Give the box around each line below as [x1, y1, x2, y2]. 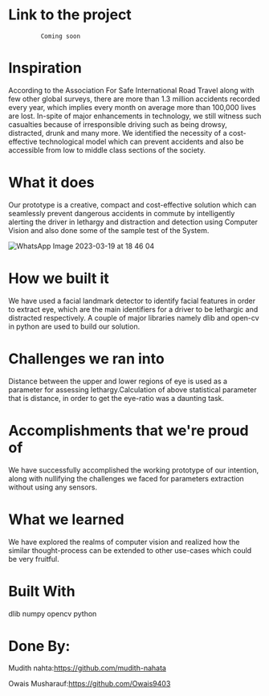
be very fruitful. [8, 554, 59, 563]
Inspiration [8, 59, 82, 77]
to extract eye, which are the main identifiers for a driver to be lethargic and [8, 304, 259, 314]
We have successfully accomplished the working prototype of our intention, [8, 465, 259, 475]
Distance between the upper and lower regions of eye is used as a [8, 376, 227, 386]
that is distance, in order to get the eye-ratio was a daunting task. [8, 393, 225, 403]
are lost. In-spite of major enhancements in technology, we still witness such [8, 111, 262, 121]
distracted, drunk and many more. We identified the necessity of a [8, 128, 227, 137]
